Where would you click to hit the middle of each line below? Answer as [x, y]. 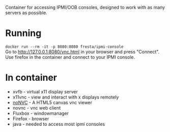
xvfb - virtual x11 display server [45, 91]
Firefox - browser [31, 118]
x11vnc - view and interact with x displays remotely [66, 97]
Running [23, 33]
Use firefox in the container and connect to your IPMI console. [70, 57]
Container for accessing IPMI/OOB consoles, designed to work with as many [85, 7]
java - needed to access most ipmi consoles [59, 124]
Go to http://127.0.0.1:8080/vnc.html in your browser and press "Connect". [82, 52]
